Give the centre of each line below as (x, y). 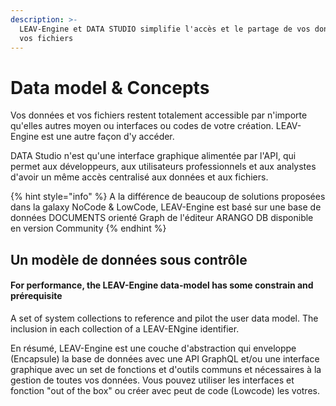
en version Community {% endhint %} (88, 228)
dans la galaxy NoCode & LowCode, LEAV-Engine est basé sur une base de (166, 207)
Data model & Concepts (110, 87)
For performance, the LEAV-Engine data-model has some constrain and (162, 285)
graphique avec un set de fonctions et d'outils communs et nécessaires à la (166, 369)
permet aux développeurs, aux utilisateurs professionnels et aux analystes (163, 167)
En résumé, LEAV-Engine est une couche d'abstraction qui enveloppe (153, 348)
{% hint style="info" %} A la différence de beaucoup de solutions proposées (168, 197)
